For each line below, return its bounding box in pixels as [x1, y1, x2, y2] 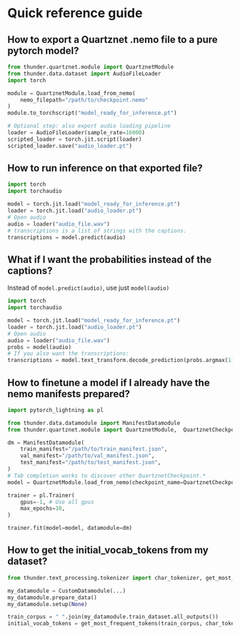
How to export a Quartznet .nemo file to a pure [7, 34, 218, 46]
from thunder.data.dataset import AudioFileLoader [7, 70, 161, 77]
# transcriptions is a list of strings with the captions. [7, 227, 187, 234]
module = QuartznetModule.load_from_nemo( [7, 89, 136, 97]
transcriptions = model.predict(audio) [7, 233, 126, 241]
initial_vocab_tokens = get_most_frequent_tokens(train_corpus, [7, 620, 203, 628]
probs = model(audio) [7, 343, 72, 351]
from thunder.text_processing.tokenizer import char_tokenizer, [7, 574, 203, 581]
